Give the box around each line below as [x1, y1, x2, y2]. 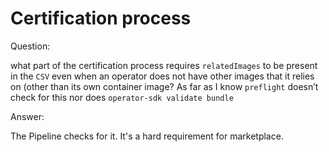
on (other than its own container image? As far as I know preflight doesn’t [10, 80, 319, 92]
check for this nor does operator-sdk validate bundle [10, 91, 234, 103]
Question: [10, 40, 51, 52]
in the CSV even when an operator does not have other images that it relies [10, 70, 315, 82]
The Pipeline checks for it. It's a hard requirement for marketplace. [10, 130, 284, 142]
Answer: [10, 110, 45, 122]
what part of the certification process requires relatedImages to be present [10, 59, 318, 71]
